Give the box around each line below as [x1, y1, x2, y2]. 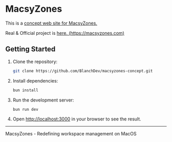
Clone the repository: [12, 58, 58, 65]
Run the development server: [12, 97, 74, 103]
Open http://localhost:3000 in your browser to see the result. [12, 116, 142, 122]
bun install [12, 88, 38, 93]
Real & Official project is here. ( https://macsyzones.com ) [5, 30, 124, 36]
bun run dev [12, 107, 38, 112]
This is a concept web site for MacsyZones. [5, 20, 97, 26]
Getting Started [5, 45, 56, 54]
